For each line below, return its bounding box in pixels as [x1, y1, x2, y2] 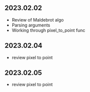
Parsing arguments [11, 22, 50, 28]
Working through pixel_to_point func [11, 27, 86, 33]
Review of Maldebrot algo [11, 17, 64, 23]
